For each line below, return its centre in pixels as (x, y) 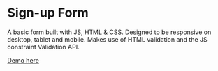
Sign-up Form (48, 13)
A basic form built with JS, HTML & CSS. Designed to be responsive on (109, 32)
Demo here (23, 60)
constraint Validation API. (43, 47)
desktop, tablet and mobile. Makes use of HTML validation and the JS (107, 39)
